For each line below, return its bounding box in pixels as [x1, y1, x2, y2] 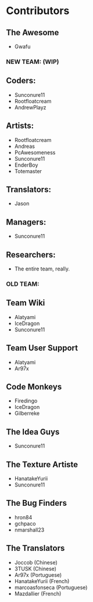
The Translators [6, 543, 65, 553]
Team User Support [6, 343, 78, 353]
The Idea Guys [6, 427, 60, 437]
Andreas [14, 143, 35, 150]
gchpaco [14, 520, 36, 527]
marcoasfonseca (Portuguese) [14, 584, 88, 591]
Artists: [6, 121, 34, 131]
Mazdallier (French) [14, 590, 62, 597]
